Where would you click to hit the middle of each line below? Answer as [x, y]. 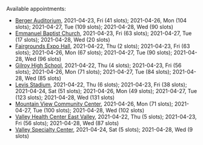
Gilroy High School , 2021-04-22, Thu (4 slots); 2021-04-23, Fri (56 [98, 65]
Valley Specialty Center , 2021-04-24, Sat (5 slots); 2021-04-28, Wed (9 [104, 130]
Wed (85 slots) [43, 78]
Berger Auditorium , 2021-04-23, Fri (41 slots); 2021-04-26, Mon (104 [101, 20]
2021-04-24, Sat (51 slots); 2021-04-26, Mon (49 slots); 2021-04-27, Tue [106, 91]
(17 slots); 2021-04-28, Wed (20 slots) [62, 40]
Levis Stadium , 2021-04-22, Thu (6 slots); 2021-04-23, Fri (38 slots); [101, 85]
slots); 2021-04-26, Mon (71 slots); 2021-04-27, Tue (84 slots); [93, 72]
